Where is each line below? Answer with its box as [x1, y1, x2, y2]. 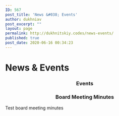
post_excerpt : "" [5, 21, 42, 27]
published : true [5, 36, 39, 41]
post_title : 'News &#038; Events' [5, 12, 78, 17]
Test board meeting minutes [5, 105, 64, 111]
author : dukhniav [5, 17, 42, 22]
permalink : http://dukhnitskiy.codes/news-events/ [5, 31, 114, 36]
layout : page [5, 26, 33, 31]
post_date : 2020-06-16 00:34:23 [5, 40, 73, 45]
